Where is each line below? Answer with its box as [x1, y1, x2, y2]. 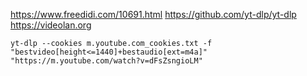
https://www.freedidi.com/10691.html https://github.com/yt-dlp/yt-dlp [10, 9, 297, 20]
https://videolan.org [10, 19, 92, 31]
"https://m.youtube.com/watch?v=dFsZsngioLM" [10, 56, 203, 66]
